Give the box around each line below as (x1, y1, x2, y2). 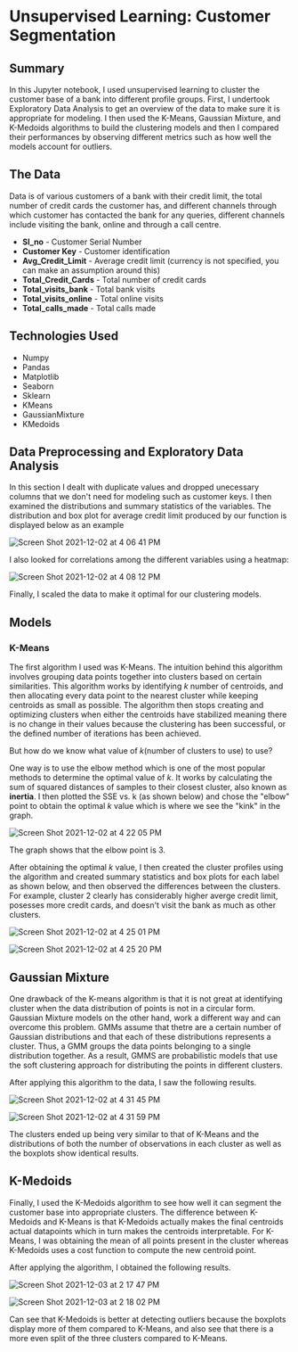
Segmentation (9, 25, 117, 45)
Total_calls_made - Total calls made (21, 302, 157, 313)
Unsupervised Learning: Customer (9, 6, 271, 27)
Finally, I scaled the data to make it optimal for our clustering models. (9, 589, 262, 599)
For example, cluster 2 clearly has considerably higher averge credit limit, (9, 890, 278, 902)
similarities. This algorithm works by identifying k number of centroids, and (9, 680, 284, 692)
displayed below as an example (9, 520, 125, 531)
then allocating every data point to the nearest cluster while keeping (9, 690, 259, 701)
